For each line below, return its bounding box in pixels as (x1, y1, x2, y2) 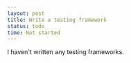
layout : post (7, 10, 45, 17)
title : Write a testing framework (7, 16, 107, 23)
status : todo (7, 23, 45, 29)
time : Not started (7, 29, 60, 36)
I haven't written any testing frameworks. (7, 48, 125, 56)
